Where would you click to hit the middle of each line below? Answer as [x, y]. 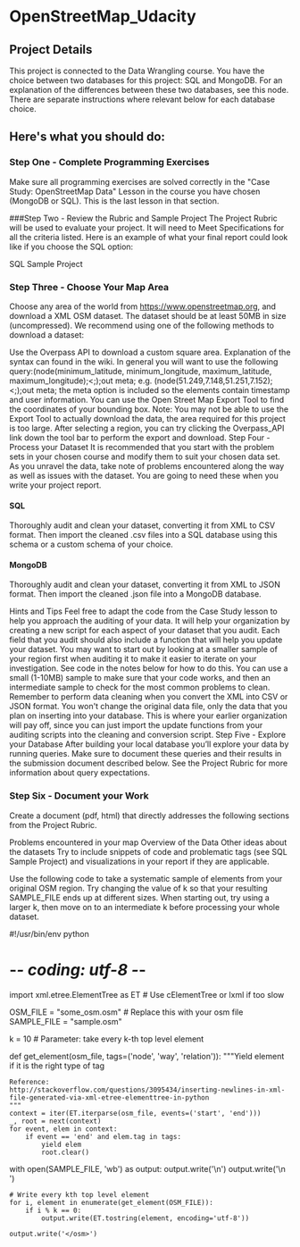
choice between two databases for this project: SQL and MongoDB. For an [146, 80]
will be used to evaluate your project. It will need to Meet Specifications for [147, 227]
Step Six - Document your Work [79, 796]
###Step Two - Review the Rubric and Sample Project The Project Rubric [144, 218]
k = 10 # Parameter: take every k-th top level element [107, 1039]
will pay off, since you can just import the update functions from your [136, 725]
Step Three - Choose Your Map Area [89, 287]
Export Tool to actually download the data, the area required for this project [147, 418]
